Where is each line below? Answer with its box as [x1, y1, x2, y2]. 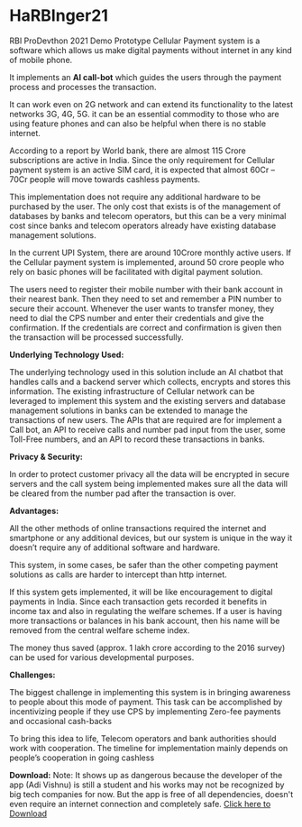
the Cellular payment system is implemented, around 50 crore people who [9, 256, 285, 267]
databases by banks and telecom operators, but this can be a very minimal [9, 210, 287, 221]
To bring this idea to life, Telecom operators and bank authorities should [9, 732, 277, 744]
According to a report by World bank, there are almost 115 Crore [9, 145, 246, 156]
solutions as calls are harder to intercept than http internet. [9, 569, 227, 580]
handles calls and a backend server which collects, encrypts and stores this [9, 376, 291, 387]
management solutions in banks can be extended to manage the [9, 405, 248, 416]
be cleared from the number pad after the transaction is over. [9, 488, 236, 499]
